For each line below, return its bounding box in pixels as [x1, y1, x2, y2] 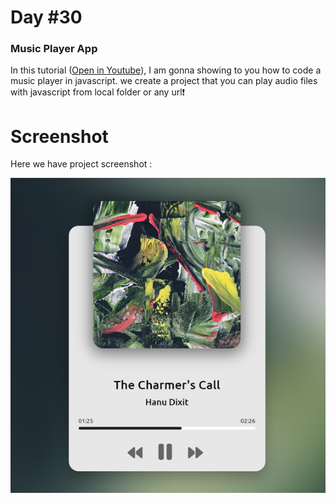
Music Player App [10, 42, 98, 56]
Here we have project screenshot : [10, 158, 153, 170]
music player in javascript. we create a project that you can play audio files [10, 75, 318, 87]
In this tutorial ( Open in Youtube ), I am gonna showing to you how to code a [10, 64, 322, 76]
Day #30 [10, 6, 83, 29]
